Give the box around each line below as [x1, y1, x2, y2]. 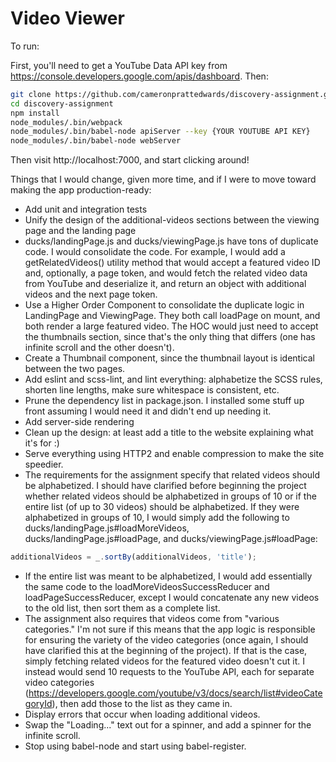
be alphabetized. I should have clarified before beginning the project [24, 480, 307, 492]
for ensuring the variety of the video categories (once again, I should [24, 634, 309, 646]
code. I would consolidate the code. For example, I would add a [24, 246, 286, 258]
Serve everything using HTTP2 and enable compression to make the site [24, 448, 325, 460]
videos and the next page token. [24, 288, 158, 301]
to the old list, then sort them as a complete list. [24, 602, 221, 614]
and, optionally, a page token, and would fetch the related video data [24, 267, 308, 279]
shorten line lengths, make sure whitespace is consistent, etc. [24, 384, 280, 396]
